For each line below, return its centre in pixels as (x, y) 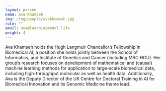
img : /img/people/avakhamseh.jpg (40, 19)
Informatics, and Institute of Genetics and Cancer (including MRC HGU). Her (83, 57)
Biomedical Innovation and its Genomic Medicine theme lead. (68, 84)
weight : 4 (15, 33)
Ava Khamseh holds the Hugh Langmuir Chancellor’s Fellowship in (73, 47)
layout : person (21, 10)
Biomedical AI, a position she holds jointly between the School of (72, 52)
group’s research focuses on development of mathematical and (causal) (79, 63)
